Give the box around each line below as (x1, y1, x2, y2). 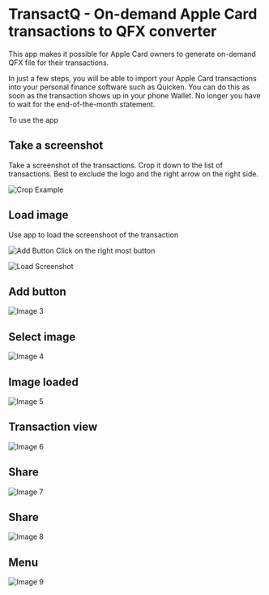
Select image (8, 330, 76, 344)
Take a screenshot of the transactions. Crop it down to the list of (8, 160, 223, 170)
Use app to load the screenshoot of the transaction (8, 229, 179, 240)
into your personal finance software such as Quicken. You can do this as (8, 82, 250, 92)
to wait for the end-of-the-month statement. (8, 99, 156, 109)
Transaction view (8, 420, 98, 434)
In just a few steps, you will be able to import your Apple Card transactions (8, 73, 257, 83)
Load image (8, 208, 69, 222)
